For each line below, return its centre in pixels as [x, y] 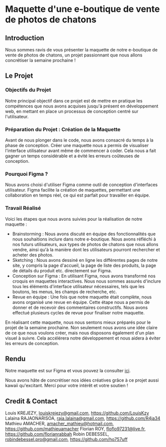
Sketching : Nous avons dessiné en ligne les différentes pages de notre [85, 260]
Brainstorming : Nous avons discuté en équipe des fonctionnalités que [84, 234]
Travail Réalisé [23, 208]
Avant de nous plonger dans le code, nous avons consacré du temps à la [79, 140]
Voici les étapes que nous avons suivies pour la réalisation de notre [74, 219]
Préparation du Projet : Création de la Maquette [63, 129]
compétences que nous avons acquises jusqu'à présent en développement [82, 106]
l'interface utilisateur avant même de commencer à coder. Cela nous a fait [81, 150]
